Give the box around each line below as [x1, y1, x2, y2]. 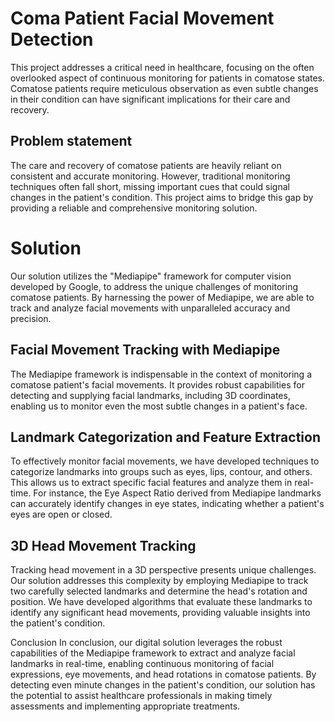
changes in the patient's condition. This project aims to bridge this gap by [10, 191, 314, 203]
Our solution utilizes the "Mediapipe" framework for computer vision [10, 270, 292, 282]
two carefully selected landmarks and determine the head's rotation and [10, 585, 308, 597]
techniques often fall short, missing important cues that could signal [10, 180, 290, 192]
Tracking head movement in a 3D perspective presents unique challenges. [10, 564, 317, 576]
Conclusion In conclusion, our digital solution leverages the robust [10, 637, 283, 649]
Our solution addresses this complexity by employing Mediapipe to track [10, 575, 309, 587]
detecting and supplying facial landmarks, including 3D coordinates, [10, 389, 291, 401]
